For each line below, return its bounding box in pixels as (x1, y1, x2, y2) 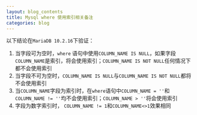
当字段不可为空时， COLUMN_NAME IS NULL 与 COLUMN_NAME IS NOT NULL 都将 (14, 72, 192, 80)
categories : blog (6, 20, 50, 26)
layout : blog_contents (6, 8, 63, 15)
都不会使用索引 (14, 65, 52, 72)
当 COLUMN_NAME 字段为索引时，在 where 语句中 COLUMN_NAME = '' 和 (14, 87, 170, 95)
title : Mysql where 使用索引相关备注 (6, 14, 94, 20)
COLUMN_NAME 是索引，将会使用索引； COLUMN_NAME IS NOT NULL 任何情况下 (14, 57, 191, 65)
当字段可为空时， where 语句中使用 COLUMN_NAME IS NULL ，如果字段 (14, 50, 176, 57)
